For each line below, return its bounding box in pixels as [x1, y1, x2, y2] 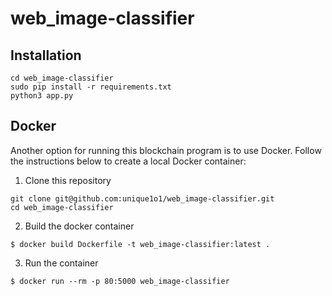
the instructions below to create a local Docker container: [10, 155, 247, 167]
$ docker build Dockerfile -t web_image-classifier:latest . [10, 239, 271, 249]
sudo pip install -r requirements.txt [10, 82, 172, 92]
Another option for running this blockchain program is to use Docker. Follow [10, 144, 322, 156]
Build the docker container [24, 220, 135, 232]
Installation [10, 47, 82, 64]
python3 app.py [10, 91, 74, 101]
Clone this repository [24, 174, 112, 186]
